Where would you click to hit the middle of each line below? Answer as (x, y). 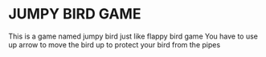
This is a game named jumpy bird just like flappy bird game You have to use (133, 36)
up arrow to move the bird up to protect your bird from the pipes (115, 44)
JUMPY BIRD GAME (75, 14)
